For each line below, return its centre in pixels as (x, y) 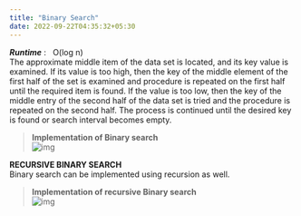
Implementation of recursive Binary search (114, 191)
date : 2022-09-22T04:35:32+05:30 (73, 26)
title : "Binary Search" (54, 18)
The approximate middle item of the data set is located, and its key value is (149, 62)
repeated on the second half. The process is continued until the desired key (150, 110)
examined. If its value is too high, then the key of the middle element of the (149, 71)
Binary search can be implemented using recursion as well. (120, 174)
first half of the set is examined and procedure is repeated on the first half (147, 81)
